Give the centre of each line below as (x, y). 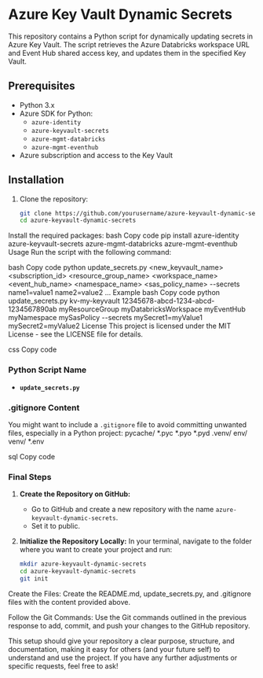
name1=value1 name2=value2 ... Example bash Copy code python (114, 293)
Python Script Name (47, 370)
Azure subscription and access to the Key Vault (96, 155)
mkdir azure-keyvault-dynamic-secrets (83, 564)
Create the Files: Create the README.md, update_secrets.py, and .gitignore (130, 593)
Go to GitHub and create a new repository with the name (122, 510)
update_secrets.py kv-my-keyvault (64, 301)
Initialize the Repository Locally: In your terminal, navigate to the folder (136, 541)
